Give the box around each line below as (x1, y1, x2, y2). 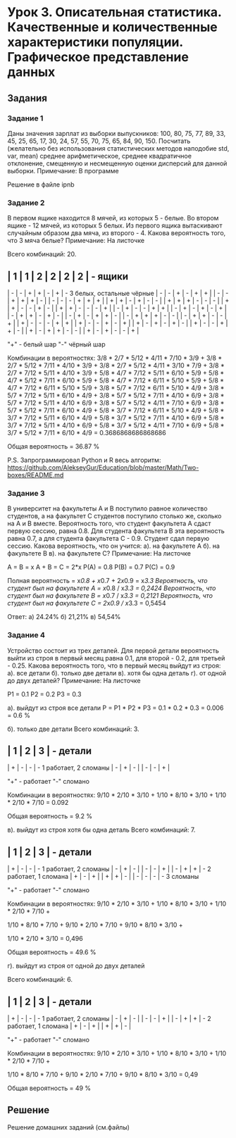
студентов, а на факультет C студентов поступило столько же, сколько (7, 512, 222, 520)
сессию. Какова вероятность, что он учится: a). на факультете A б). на (7, 542, 221, 550)
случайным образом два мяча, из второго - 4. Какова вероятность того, (7, 229, 226, 237)
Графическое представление (7, 49, 189, 65)
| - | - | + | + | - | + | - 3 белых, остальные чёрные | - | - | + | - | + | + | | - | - (7, 289, 229, 297)
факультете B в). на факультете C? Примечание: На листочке (7, 549, 192, 558)
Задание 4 (7, 630, 46, 640)
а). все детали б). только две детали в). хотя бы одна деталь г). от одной (7, 668, 227, 677)
